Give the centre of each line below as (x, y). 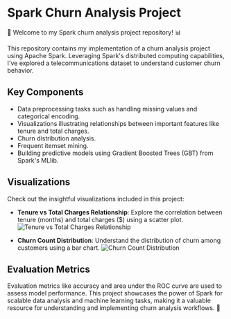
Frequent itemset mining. (53, 145)
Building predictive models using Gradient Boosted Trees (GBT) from (115, 153)
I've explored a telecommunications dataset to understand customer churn (114, 63)
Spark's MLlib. (38, 160)
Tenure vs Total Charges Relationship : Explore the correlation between (120, 212)
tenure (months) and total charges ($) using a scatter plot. (100, 219)
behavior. (20, 70)
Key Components (45, 92)
